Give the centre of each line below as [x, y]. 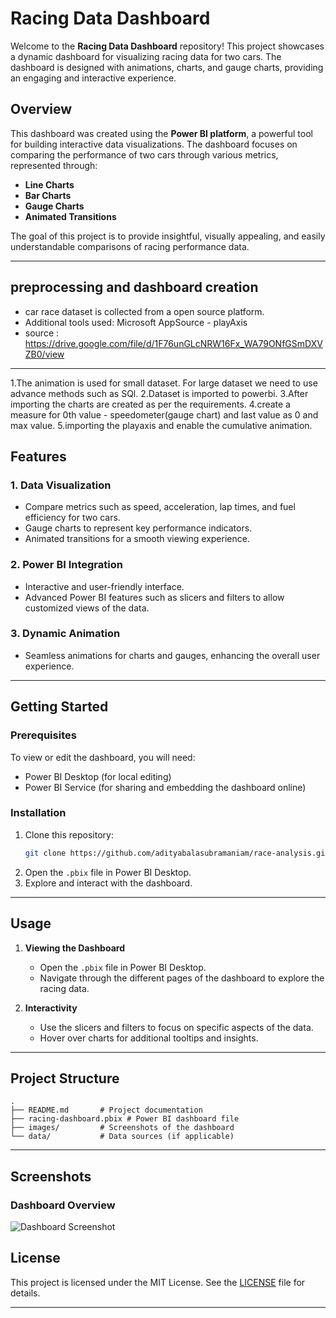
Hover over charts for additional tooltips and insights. [149, 1038]
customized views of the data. [87, 608]
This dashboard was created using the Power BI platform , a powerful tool [161, 133]
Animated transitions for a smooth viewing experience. [137, 539]
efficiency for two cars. [72, 518]
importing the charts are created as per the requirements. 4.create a [150, 404]
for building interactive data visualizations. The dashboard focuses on [154, 144]
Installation [38, 813]
